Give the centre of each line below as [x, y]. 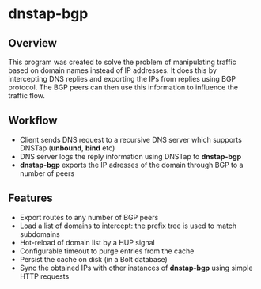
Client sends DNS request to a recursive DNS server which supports [131, 139]
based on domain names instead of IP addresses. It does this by [113, 70]
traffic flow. [27, 95]
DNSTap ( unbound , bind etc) [67, 148]
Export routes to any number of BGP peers [89, 217]
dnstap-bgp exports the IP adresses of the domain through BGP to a [131, 165]
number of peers [47, 173]
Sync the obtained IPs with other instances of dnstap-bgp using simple [136, 268]
